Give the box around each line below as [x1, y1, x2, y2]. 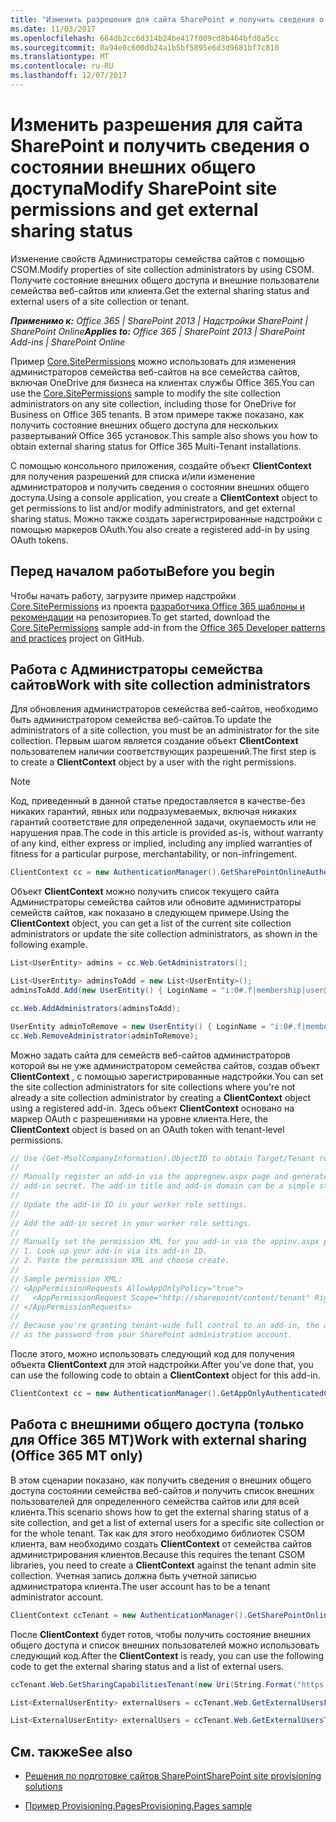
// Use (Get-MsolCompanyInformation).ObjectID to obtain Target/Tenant [10, 1153, 315, 1163]
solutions [24, 1781, 63, 1793]
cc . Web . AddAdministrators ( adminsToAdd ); [10, 1003, 182, 1013]
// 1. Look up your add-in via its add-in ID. [10, 1246, 208, 1256]
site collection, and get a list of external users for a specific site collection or [10, 1516, 325, 1528]
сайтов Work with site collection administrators [10, 677, 311, 694]
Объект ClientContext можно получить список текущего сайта [10, 886, 280, 898]
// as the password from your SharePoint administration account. [10, 1330, 293, 1340]
